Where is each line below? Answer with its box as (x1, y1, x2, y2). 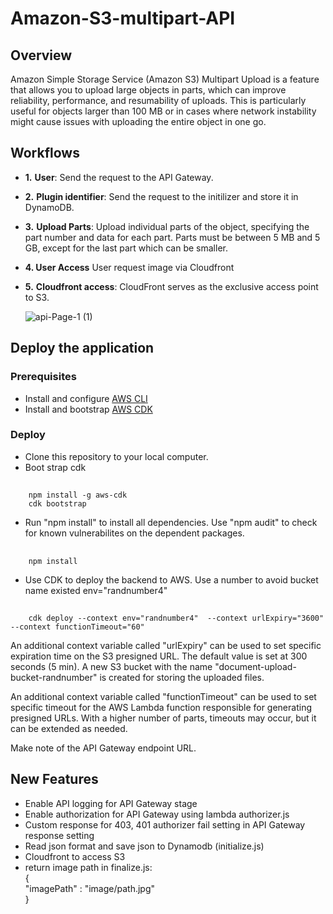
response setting (24, 829, 95, 841)
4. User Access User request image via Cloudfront (24, 261, 235, 273)
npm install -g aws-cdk (28, 490, 128, 501)
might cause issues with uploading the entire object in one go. (10, 116, 267, 127)
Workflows (10, 145, 80, 162)
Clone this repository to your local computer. (24, 450, 209, 462)
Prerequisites (10, 370, 77, 384)
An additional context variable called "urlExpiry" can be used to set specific (10, 639, 322, 651)
